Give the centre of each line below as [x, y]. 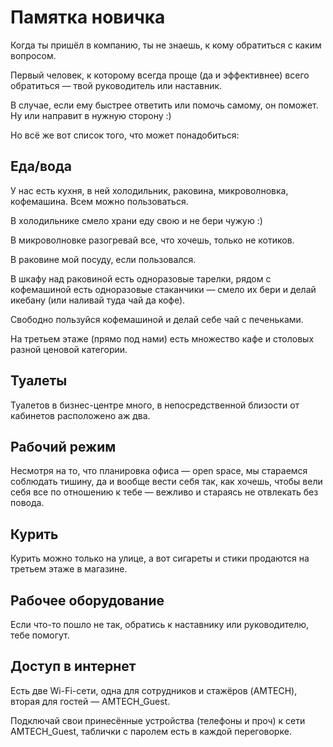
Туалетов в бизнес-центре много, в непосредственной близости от [155, 405]
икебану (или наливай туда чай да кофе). [98, 300]
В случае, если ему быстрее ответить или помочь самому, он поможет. [164, 105]
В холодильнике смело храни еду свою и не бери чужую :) [136, 220]
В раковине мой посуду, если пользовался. [103, 259]
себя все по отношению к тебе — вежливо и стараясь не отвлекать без [164, 492]
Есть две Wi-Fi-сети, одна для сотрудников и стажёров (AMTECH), [154, 690]
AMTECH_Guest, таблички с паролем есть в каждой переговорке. [151, 731]
